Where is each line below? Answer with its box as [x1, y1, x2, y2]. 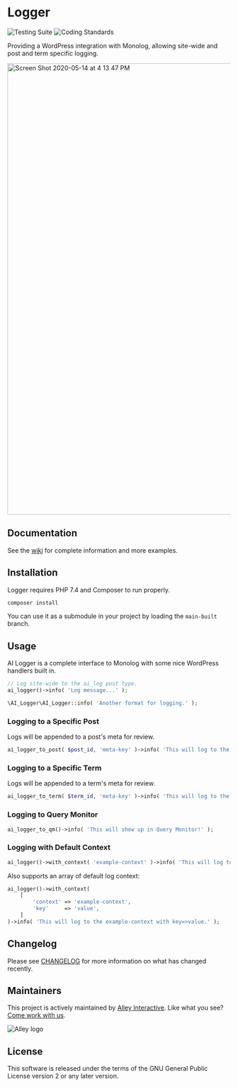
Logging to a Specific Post [7, 716, 99, 726]
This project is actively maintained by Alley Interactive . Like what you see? [7, 1003, 224, 1012]
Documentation [7, 527, 78, 539]
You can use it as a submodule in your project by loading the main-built [7, 612, 217, 621]
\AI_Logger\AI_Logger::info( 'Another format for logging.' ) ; [7, 700, 198, 707]
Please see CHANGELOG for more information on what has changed [7, 956, 207, 965]
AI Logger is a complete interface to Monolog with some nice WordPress [7, 659, 220, 668]
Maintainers [7, 985, 62, 997]
